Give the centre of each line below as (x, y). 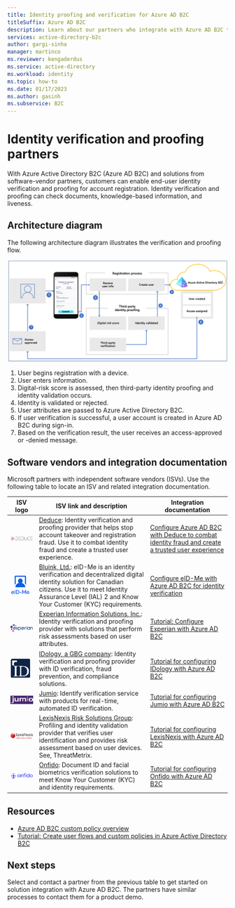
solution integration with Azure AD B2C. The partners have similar (102, 890)
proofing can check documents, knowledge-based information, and (105, 196)
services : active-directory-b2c (54, 37)
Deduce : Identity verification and (86, 520)
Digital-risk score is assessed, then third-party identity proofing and (115, 388)
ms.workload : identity (40, 74)
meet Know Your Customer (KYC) (87, 780)
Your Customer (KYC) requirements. (91, 604)
